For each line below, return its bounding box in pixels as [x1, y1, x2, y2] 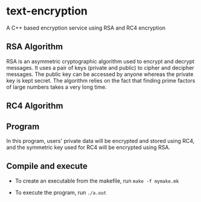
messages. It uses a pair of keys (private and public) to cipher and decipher [6, 64, 194, 71]
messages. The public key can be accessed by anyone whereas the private [6, 71, 194, 78]
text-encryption [6, 4, 88, 18]
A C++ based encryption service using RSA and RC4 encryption [6, 24, 166, 31]
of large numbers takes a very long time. [6, 83, 107, 90]
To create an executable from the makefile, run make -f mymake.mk [14, 177, 179, 185]
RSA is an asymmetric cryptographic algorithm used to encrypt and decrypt [6, 57, 195, 65]
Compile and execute [6, 161, 88, 171]
